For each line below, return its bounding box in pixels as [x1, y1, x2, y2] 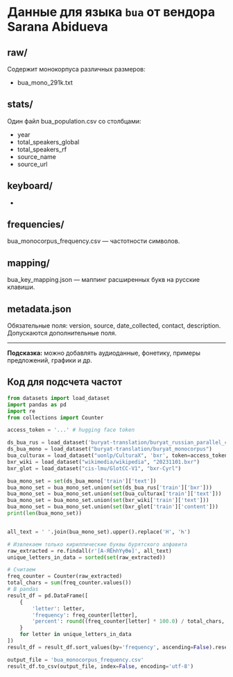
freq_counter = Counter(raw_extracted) [7, 573, 123, 580]
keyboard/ [7, 180, 53, 192]
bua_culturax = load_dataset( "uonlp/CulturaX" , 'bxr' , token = [7, 452, 191, 459]
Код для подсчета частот [7, 376, 123, 388]
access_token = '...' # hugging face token [7, 426, 135, 434]
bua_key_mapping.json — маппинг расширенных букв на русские [7, 276, 200, 284]
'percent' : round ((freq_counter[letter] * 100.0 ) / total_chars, [32, 618, 225, 625]
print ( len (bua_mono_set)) [7, 510, 82, 517]
